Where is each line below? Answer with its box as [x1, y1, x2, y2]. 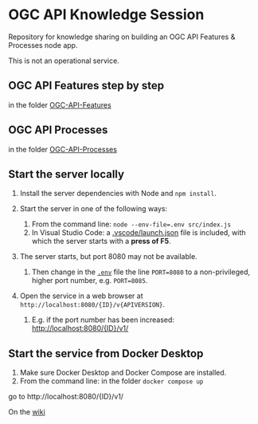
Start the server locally [8, 167, 125, 181]
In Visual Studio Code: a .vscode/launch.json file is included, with [31, 228, 246, 238]
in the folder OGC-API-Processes [8, 144, 118, 154]
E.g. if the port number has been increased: [31, 315, 175, 324]
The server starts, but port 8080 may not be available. [19, 252, 197, 261]
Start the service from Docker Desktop [8, 347, 204, 360]
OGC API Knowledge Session [8, 6, 205, 24]
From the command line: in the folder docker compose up [19, 376, 204, 386]
